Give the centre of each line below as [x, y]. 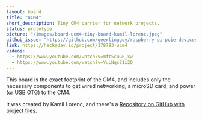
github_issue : [24, 40]
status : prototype [29, 29]
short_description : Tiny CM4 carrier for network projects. [83, 23]
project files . [22, 110]
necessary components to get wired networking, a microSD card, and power [101, 86]
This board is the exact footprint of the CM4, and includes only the [89, 80]
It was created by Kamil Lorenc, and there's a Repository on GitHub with [96, 104]
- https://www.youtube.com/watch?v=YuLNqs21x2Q [72, 62]
